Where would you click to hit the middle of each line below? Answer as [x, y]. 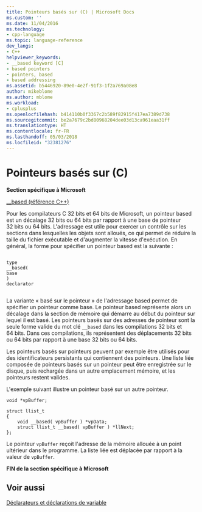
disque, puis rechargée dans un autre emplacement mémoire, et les [91, 371]
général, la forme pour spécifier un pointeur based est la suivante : [90, 246]
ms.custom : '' [24, 18]
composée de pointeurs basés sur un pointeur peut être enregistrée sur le [99, 364]
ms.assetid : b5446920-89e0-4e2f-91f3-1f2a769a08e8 [72, 86]
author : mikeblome [30, 92]
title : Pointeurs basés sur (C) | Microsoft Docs [71, 12]
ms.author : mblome [30, 97]
